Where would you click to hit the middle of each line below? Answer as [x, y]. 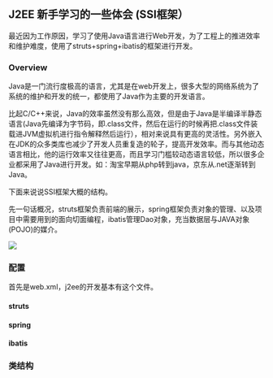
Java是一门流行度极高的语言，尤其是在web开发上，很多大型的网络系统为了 [134, 86]
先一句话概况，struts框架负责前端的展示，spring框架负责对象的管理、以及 [132, 209]
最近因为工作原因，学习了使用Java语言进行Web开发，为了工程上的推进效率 [134, 36]
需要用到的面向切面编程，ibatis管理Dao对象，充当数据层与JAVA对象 [136, 219]
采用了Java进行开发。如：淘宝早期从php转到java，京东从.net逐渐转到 [139, 164]
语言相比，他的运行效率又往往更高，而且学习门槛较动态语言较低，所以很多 [133, 154]
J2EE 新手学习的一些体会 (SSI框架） [99, 15]
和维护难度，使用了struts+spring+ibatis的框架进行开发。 [103, 46]
